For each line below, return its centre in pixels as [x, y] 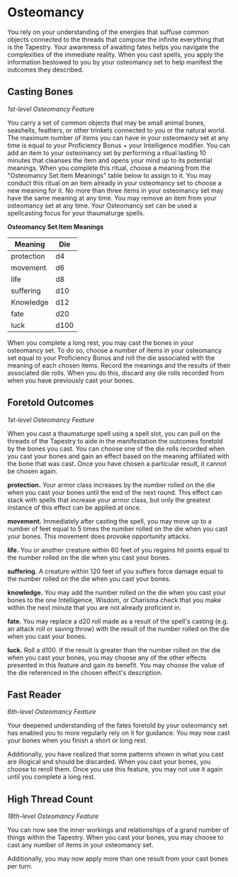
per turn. [20, 866]
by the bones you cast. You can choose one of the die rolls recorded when [116, 448]
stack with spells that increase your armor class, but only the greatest [109, 499]
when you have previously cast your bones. [71, 380]
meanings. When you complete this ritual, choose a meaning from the [109, 168]
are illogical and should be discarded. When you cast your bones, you [109, 762]
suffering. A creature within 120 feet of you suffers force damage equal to [115, 571]
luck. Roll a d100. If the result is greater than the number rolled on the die [114, 650]
